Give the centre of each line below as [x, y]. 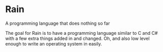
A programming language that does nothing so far [58, 23]
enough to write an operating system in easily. [54, 43]
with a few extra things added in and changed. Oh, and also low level [77, 38]
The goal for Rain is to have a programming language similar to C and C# [81, 33]
